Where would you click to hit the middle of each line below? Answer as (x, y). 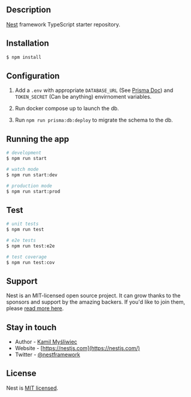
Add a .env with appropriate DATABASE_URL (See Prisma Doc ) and (94, 90)
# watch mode (23, 169)
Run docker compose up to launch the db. (67, 108)
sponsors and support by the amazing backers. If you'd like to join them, (95, 302)
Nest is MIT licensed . (32, 388)
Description (29, 10)
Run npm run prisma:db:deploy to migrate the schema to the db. (94, 120)
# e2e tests (21, 240)
